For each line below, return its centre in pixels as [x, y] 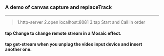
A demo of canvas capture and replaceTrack [59, 7]
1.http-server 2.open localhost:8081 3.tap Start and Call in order [81, 22]
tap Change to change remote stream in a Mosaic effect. [63, 33]
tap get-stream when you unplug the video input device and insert [74, 44]
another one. [18, 49]
